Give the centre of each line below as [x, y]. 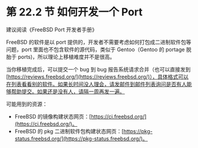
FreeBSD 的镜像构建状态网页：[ [53, 116]
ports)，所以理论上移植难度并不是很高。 [66, 57]
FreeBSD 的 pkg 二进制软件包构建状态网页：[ [69, 131]
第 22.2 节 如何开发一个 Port [75, 12]
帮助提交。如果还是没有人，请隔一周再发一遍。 [68, 91]
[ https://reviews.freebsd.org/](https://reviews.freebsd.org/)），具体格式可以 [97, 77]
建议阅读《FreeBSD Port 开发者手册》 [52, 29]
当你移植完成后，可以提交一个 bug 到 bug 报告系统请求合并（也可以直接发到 [98, 69]
